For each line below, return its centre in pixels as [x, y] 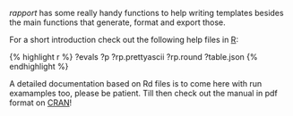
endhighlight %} [39, 66]
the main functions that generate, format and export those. [117, 22]
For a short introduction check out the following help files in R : [124, 40]
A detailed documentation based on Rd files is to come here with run [136, 83]
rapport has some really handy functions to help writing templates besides [146, 13]
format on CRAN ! [41, 103]
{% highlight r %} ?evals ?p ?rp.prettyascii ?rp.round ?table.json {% [134, 57]
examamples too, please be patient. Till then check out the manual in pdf [143, 93]
